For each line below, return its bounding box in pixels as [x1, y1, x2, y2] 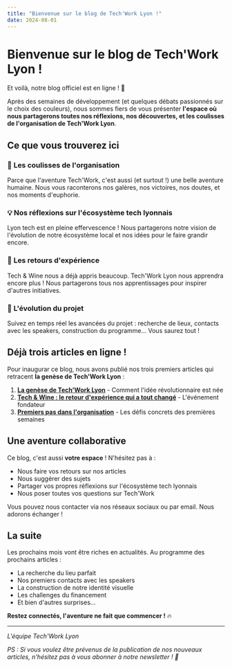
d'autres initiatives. [7, 286, 61, 294]
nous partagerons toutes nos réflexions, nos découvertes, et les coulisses [7, 112, 224, 120]
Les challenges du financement [17, 591, 107, 599]
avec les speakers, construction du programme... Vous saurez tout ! [7, 327, 200, 335]
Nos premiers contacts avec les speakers [17, 576, 135, 585]
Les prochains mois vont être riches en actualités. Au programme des [7, 548, 205, 557]
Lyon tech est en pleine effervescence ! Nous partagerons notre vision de [7, 224, 216, 232]
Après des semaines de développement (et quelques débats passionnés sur [7, 98, 224, 106]
